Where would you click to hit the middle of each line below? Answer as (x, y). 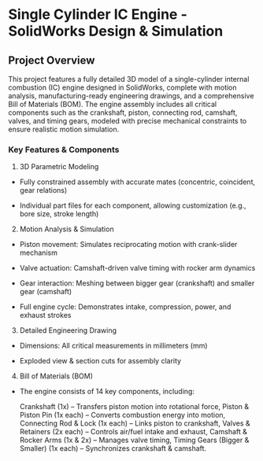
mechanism (38, 253)
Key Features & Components (64, 149)
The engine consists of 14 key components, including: (107, 392)
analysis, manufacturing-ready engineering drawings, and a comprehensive (131, 96)
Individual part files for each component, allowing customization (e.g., (133, 205)
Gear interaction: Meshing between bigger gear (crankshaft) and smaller (137, 283)
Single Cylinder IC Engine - (98, 15)
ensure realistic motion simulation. (64, 129)
